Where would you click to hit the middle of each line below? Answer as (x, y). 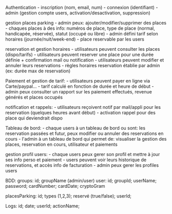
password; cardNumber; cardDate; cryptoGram (55, 186)
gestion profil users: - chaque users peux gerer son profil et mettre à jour (83, 154)
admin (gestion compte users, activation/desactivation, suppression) (78, 13)
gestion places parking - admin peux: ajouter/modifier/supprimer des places (86, 23)
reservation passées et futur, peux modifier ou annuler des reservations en (84, 133)
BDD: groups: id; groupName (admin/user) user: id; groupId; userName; (81, 181)
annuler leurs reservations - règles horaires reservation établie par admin (83, 65)
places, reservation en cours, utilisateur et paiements (62, 144)
